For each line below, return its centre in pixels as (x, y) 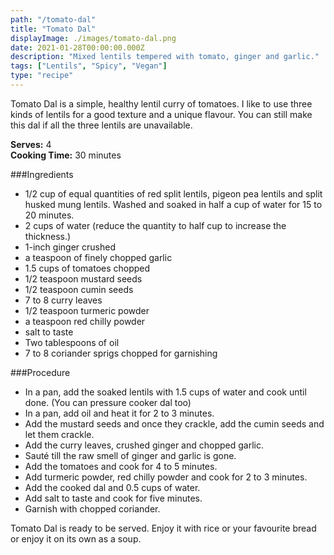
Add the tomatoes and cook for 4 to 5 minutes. (121, 466)
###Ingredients (42, 174)
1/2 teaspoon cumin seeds (79, 289)
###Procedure (40, 372)
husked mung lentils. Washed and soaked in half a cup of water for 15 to (173, 204)
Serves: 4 (31, 144)
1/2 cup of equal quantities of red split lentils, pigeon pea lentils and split (173, 193)
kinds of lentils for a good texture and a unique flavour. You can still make (161, 114)
